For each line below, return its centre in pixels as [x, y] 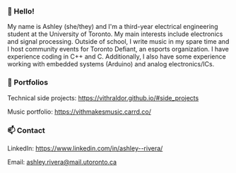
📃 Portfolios [28, 83]
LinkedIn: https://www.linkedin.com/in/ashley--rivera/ [85, 148]
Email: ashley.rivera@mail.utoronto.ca [62, 162]
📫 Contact [26, 130]
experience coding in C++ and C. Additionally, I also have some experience [117, 56]
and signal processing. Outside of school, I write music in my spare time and [118, 42]
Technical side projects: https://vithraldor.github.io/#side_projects [103, 97]
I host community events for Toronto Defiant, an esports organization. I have [118, 49]
